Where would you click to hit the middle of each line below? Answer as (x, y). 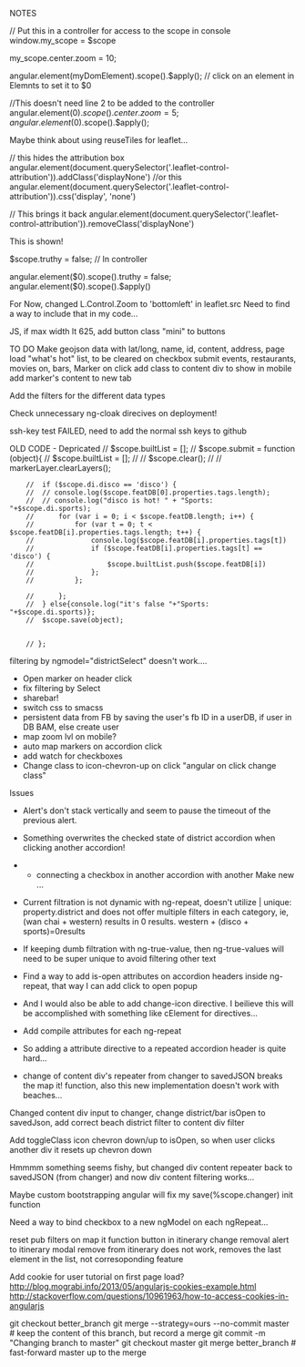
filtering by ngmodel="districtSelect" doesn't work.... (108, 661)
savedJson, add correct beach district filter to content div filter (127, 1122)
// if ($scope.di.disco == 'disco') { (102, 485)
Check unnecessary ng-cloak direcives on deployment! (113, 413)
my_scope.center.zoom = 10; (63, 58)
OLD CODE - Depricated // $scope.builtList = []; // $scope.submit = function (152, 449)
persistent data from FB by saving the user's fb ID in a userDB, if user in (157, 717)
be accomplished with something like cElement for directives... (140, 1013)
